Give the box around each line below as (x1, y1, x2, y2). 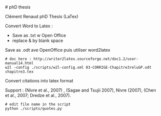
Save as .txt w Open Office (12, 33, 66, 38)
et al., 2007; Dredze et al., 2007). (5, 93, 71, 98)
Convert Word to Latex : (5, 23, 53, 29)
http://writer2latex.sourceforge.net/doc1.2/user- (33, 57, 139, 61)
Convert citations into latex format (5, 78, 74, 83)
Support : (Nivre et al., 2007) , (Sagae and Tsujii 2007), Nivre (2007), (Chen (5, 87, 156, 93)
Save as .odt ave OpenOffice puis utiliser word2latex (5, 47, 111, 53)
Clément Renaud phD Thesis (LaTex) (5, 14, 79, 19)
